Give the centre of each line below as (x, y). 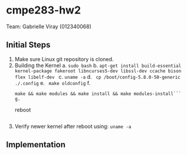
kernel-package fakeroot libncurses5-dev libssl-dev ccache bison (98, 71)
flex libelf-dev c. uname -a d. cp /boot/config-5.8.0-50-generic (98, 76)
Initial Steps (28, 45)
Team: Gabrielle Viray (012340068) (49, 26)
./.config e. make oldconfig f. (53, 83)
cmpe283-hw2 (44, 10)
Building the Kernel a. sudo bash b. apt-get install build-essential (98, 65)
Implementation (36, 145)
